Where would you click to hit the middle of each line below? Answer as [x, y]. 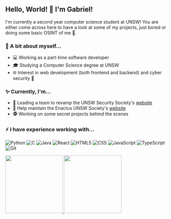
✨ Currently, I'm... [28, 92]
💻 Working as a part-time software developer [61, 57]
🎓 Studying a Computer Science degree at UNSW [66, 65]
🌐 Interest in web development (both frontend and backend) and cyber [87, 73]
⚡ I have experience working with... [50, 130]
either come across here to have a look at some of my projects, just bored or [86, 27]
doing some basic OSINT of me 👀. [41, 33]
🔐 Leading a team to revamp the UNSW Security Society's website [82, 103]
